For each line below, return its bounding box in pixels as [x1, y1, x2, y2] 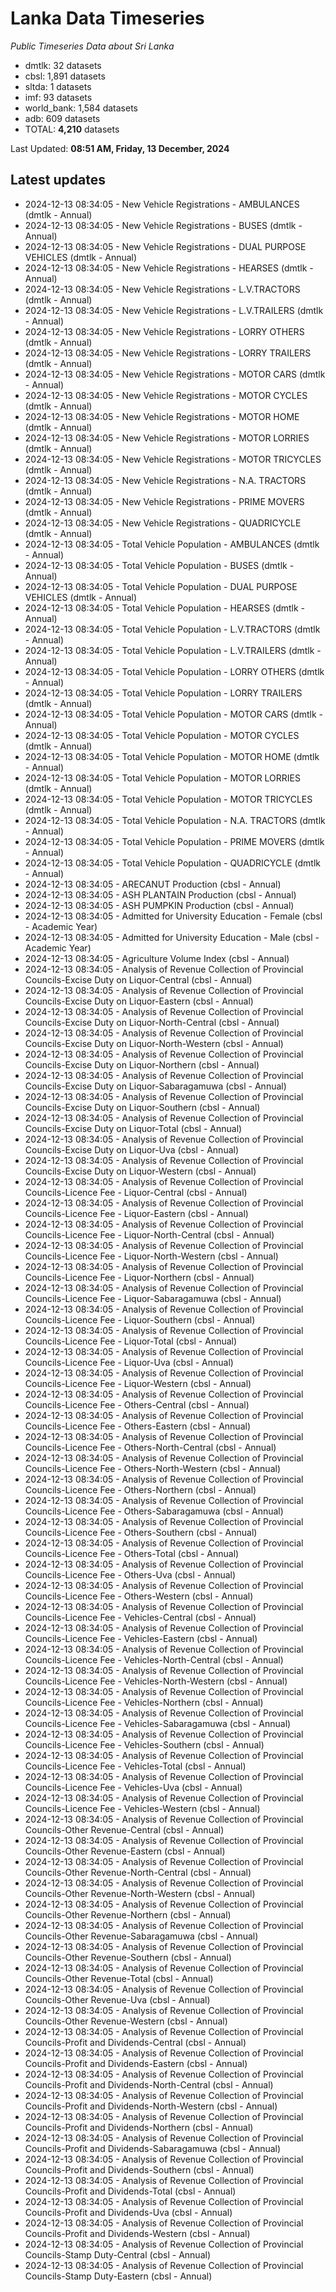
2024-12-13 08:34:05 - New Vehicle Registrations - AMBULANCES [24, 198, 300, 210]
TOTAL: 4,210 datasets [24, 123, 120, 135]
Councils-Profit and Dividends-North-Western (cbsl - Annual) [24, 2100, 278, 2112]
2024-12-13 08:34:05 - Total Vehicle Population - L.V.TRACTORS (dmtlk [24, 623, 321, 635]
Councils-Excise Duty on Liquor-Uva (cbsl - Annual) [24, 1143, 240, 1156]
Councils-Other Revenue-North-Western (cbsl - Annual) [24, 1887, 256, 1899]
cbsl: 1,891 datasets [24, 70, 106, 82]
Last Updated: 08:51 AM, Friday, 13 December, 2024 [10, 142, 230, 154]
